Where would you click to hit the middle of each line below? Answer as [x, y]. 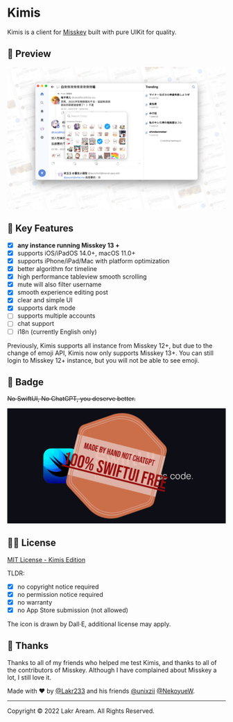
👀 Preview [29, 54]
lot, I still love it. [29, 677]
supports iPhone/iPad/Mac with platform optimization [93, 261]
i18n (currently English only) [57, 331]
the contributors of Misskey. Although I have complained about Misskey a [112, 670]
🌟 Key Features [41, 228]
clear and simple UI [45, 300]
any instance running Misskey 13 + [68, 245]
